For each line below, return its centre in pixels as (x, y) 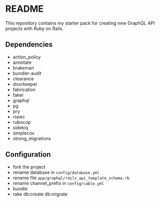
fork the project (29, 167)
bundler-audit (27, 73)
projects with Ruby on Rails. (35, 28)
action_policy (27, 57)
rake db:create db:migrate (40, 194)
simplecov (24, 133)
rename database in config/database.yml (56, 172)
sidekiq (20, 127)
